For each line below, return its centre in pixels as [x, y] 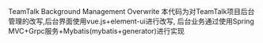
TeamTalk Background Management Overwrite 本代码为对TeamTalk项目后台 [131, 11]
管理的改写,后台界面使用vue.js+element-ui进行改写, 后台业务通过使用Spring [131, 21]
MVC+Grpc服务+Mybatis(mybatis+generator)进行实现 [96, 31]
